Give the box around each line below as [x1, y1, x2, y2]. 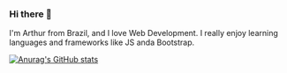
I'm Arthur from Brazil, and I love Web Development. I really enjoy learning [9, 28, 278, 39]
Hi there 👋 [9, 8, 53, 20]
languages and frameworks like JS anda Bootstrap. [9, 37, 195, 47]
